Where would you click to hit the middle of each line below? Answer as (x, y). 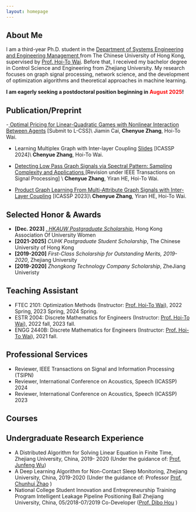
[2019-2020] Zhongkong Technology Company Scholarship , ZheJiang (100, 266)
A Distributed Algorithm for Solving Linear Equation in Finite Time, (94, 452)
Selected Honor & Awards (54, 215)
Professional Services (47, 355)
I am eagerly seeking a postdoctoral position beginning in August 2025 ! (95, 92)
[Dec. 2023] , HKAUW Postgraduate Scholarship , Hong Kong (88, 229)
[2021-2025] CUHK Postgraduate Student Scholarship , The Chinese (97, 241)
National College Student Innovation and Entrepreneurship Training (95, 490)
